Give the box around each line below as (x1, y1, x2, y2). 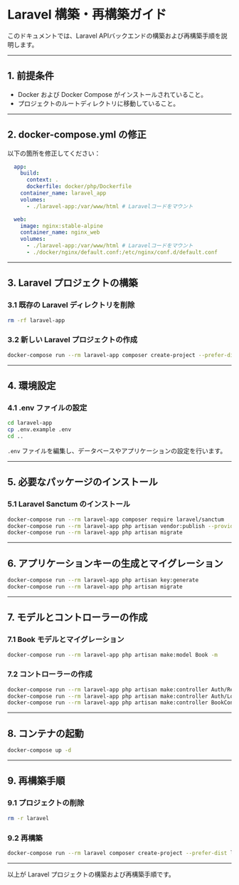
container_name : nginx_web (20, 229, 100, 236)
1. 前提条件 (7, 70, 55, 82)
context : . (26, 176, 59, 184)
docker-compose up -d (7, 747, 72, 754)
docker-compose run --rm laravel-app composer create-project (7, 351, 196, 358)
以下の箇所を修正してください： (7, 149, 101, 157)
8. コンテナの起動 (7, 728, 84, 740)
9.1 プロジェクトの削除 (7, 798, 85, 808)
